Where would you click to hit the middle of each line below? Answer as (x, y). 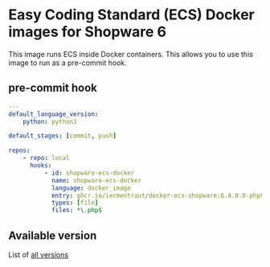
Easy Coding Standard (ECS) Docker (131, 15)
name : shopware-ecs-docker (96, 180)
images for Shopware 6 (88, 32)
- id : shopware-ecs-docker (89, 173)
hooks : (41, 166)
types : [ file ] (75, 203)
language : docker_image (91, 188)
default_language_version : (53, 114)
